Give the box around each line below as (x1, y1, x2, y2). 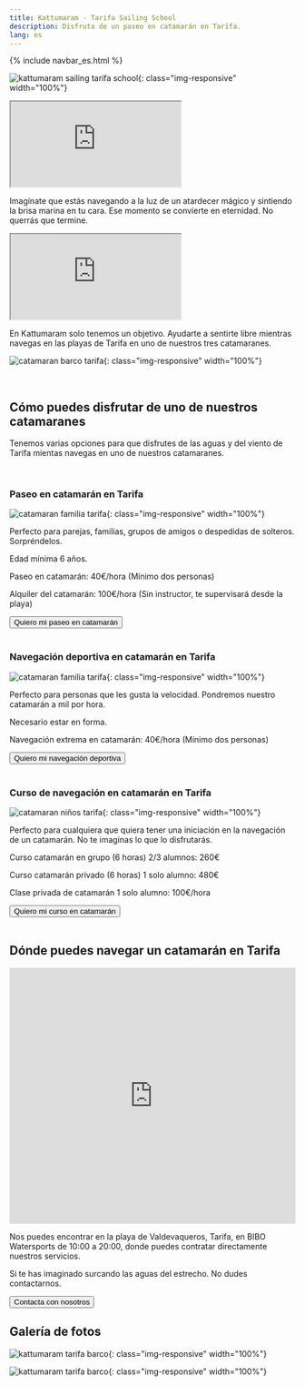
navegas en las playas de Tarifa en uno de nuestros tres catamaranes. (9, 338, 272, 349)
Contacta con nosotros (14, 1297, 91, 1307)
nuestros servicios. (9, 1250, 81, 1261)
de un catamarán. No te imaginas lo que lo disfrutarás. (9, 835, 213, 845)
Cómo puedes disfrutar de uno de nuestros (9, 400, 259, 415)
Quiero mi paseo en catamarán (14, 618, 118, 628)
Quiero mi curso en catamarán (14, 906, 116, 916)
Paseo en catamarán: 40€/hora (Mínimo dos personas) (9, 571, 215, 582)
